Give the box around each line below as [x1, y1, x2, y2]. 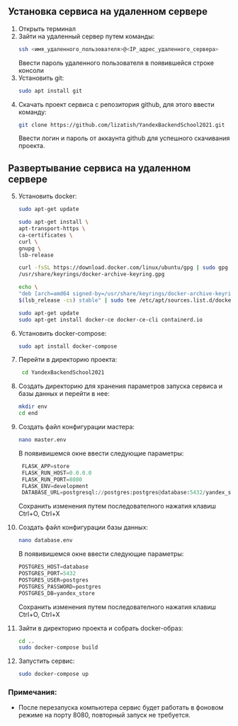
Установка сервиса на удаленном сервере [8, 6, 208, 18]
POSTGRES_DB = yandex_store [18, 589, 95, 597]
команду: [18, 108, 47, 116]
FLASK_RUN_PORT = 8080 [21, 476, 82, 483]
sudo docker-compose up [18, 671, 89, 678]
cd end [18, 410, 38, 417]
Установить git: [18, 74, 64, 82]
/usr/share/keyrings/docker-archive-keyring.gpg [18, 271, 165, 278]
